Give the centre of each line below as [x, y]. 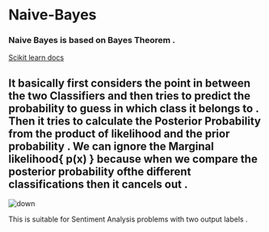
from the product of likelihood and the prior [119, 134]
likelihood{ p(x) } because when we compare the [133, 159]
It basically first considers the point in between [130, 83]
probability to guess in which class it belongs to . [134, 108]
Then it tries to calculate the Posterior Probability [134, 121]
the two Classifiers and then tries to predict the [129, 96]
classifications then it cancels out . [98, 184]
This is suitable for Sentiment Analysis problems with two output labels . [128, 219]
